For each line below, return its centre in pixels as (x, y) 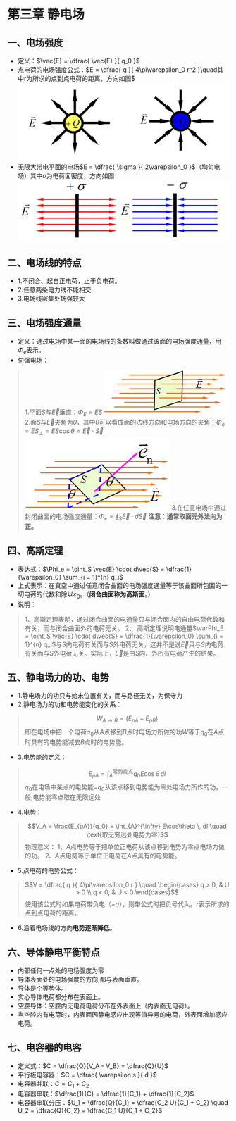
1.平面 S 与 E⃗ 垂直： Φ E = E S (63, 413)
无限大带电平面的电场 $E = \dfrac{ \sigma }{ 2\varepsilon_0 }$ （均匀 (116, 167)
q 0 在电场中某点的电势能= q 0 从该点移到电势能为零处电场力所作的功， (123, 788)
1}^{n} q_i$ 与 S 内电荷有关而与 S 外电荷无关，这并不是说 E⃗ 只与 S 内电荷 (124, 644)
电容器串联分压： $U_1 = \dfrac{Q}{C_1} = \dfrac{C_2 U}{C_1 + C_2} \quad (123, 1102)
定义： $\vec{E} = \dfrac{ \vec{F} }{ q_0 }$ (79, 61)
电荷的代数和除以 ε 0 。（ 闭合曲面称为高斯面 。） (89, 595)
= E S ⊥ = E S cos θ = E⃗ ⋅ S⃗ (64, 432)
